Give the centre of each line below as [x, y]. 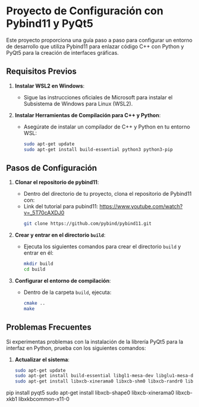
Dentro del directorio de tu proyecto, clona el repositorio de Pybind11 [108, 194]
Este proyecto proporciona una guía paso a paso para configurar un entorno [99, 40]
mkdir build [38, 264]
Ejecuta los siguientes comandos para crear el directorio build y [102, 247]
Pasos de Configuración [52, 168]
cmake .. [34, 303]
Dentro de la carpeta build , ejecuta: [67, 292]
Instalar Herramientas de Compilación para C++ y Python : [88, 115]
